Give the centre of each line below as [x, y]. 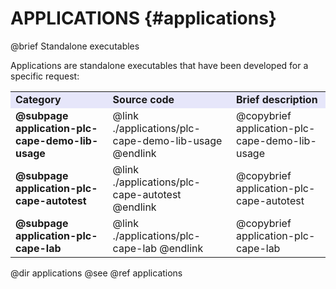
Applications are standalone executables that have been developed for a [159, 65]
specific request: [45, 76]
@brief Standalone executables [75, 46]
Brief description [276, 99]
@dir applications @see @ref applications [96, 273]
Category [38, 99]
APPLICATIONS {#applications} [143, 18]
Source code [143, 99]
